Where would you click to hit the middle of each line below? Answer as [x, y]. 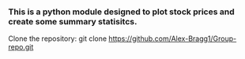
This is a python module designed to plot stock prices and [121, 12]
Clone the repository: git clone [58, 39]
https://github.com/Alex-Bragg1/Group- [173, 39]
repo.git [21, 47]
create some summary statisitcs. [73, 21]
